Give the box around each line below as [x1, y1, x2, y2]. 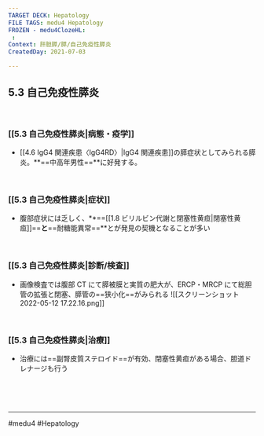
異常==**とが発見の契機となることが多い [77, 223, 211, 233]
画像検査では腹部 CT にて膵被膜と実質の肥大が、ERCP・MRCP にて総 [19, 280, 246, 289]
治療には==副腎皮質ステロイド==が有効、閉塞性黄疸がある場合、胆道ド [19, 354, 251, 363]
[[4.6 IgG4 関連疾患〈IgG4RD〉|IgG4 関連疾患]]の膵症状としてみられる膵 [19, 148, 256, 157]
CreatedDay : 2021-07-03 [8, 48, 86, 56]
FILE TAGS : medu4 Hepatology [8, 19, 104, 27]
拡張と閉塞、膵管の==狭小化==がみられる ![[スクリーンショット [33, 289, 240, 299]
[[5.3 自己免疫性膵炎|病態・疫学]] [8, 128, 135, 139]
